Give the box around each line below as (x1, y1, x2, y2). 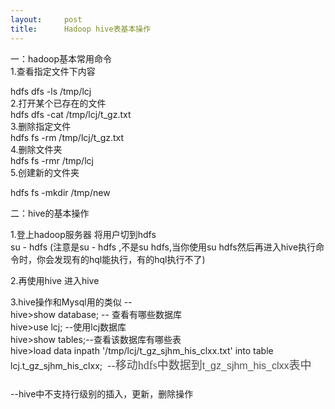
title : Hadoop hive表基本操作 (10, 24, 152, 34)
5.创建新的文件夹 (10, 166, 80, 178)
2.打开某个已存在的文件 (10, 97, 107, 109)
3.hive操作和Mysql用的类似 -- (10, 296, 133, 308)
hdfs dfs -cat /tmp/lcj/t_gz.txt (10, 108, 132, 120)
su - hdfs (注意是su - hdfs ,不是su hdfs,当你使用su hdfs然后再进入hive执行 (10, 241, 317, 253)
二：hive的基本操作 (10, 207, 90, 219)
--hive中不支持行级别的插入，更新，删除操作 (10, 387, 194, 400)
